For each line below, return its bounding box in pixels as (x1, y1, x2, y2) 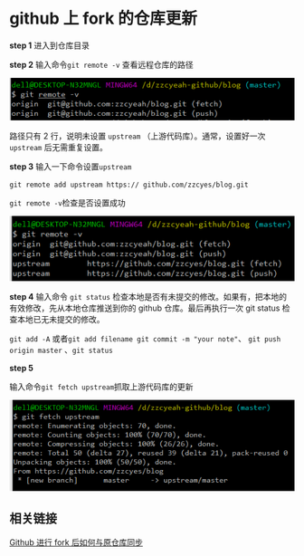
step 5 (9, 362, 34, 373)
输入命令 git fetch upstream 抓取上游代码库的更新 (9, 381, 194, 392)
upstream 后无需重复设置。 (9, 141, 109, 152)
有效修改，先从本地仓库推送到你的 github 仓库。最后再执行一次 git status (9, 302, 280, 313)
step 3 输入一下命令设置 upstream (9, 160, 132, 172)
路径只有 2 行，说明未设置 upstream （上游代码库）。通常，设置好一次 (9, 130, 266, 141)
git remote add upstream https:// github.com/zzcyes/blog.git (9, 180, 249, 189)
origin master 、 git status (9, 344, 113, 355)
